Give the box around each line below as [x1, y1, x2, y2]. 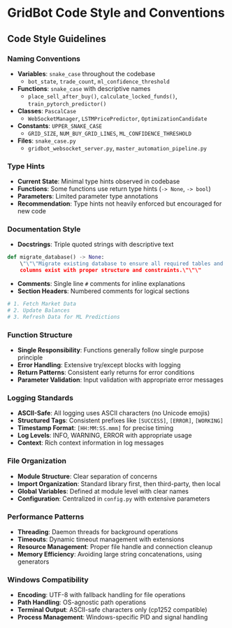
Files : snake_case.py [17, 136, 76, 145]
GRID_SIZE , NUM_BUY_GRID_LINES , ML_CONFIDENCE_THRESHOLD [27, 129, 192, 137]
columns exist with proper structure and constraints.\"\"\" [20, 267, 201, 274]
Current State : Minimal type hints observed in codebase [17, 177, 180, 186]
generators [17, 557, 50, 566]
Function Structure [7, 330, 73, 340]
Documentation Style [7, 224, 81, 234]
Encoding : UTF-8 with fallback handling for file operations [17, 591, 186, 599]
